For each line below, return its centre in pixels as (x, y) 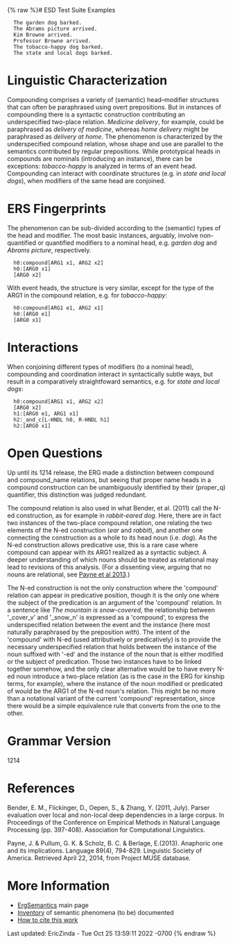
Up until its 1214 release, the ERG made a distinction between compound (111, 472)
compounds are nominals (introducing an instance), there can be (100, 158)
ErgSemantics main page (53, 905)
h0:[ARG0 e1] (32, 314)
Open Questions (55, 453)
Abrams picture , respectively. (49, 250)
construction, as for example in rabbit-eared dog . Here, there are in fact (119, 515)
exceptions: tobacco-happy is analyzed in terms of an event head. (102, 166)
